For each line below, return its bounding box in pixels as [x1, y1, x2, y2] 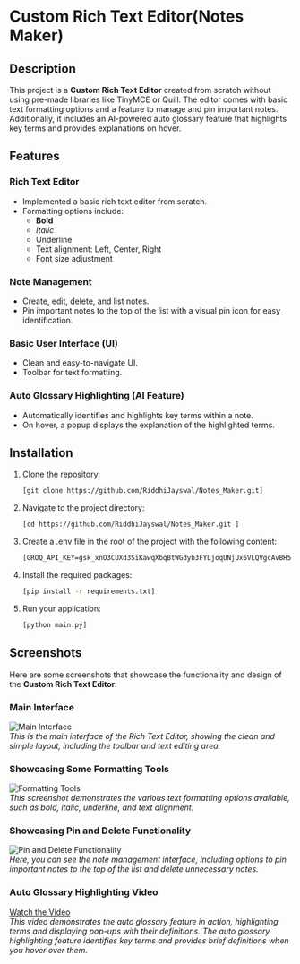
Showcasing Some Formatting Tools [9, 762, 170, 775]
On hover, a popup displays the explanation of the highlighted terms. [21, 419, 276, 430]
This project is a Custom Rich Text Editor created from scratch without [9, 85, 271, 95]
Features [9, 149, 60, 164]
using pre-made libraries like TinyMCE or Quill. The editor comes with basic [9, 94, 288, 105]
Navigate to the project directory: [21, 503, 145, 513]
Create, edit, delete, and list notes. [21, 296, 150, 306]
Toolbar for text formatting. [21, 367, 123, 378]
